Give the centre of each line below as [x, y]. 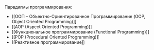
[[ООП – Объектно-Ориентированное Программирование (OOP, [78, 16]
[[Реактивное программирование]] [48, 42]
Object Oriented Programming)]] [44, 22]
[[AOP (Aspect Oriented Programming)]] [52, 27]
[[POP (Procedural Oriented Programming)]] [56, 37]
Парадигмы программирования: [38, 7]
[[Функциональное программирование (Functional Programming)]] [80, 32]
